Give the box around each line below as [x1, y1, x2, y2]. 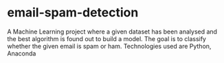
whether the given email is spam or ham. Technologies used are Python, [7, 42, 212, 50]
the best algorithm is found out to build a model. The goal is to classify [7, 34, 206, 42]
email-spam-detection [7, 5, 139, 21]
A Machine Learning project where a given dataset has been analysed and [7, 27, 218, 36]
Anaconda [7, 49, 36, 58]
